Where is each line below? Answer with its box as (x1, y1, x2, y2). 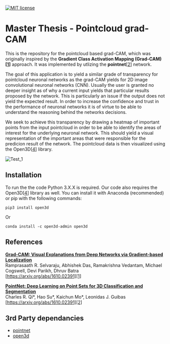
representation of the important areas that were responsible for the (5, 135, 146, 141)
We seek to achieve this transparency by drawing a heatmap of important (5, 119, 160, 125)
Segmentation (5, 288, 36, 294)
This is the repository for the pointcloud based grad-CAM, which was (5, 50, 151, 56)
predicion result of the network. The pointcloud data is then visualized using (5, 140, 165, 146)
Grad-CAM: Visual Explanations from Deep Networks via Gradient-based (5, 251, 163, 257)
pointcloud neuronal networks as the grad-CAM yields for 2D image (5, 77, 148, 83)
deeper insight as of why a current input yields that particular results (5, 87, 150, 93)
